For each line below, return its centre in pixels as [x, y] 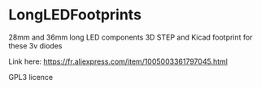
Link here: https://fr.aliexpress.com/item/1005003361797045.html [118, 61]
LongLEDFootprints [75, 15]
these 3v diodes [35, 45]
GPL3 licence [31, 77]
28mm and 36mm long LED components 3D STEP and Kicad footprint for [130, 37]
